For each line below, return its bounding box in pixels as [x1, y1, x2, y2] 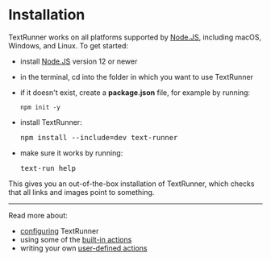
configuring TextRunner [19, 226, 99, 235]
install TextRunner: [19, 117, 82, 126]
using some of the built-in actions [19, 234, 132, 244]
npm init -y [19, 103, 60, 111]
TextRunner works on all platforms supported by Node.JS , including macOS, [8, 32, 262, 42]
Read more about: [8, 210, 68, 220]
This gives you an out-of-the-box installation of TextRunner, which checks [8, 179, 255, 188]
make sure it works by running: [19, 147, 123, 158]
